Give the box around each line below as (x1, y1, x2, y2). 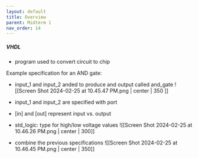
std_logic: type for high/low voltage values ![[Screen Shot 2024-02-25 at (14, 121, 193, 129)
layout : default (6, 8, 46, 15)
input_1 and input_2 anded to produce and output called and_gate (14, 81, 173, 88)
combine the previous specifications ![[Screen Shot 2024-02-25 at (14, 139, 178, 146)
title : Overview (6, 14, 46, 20)
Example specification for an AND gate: (6, 70, 102, 77)
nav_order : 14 (6, 25, 41, 31)
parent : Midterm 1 (6, 19, 51, 25)
